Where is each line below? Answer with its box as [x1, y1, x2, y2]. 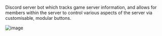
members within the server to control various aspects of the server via [5, 10, 152, 16]
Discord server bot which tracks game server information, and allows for [5, 5, 157, 10]
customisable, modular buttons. [5, 15, 72, 21]
